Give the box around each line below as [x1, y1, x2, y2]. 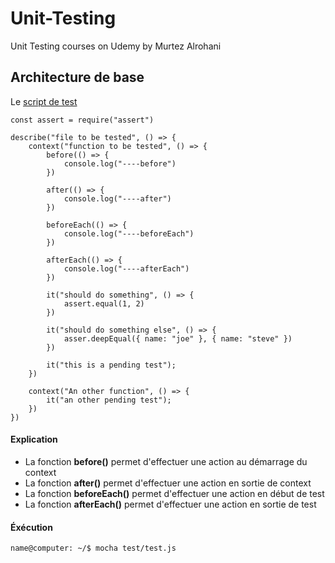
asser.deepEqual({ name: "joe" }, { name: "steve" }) [63, 333, 293, 344]
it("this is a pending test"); [46, 360, 177, 370]
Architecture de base [10, 69, 145, 86]
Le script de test [10, 95, 78, 107]
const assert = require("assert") [10, 115, 155, 125]
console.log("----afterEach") [63, 263, 190, 274]
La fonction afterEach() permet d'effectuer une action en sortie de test [24, 498, 317, 510]
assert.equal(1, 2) [63, 298, 145, 309]
